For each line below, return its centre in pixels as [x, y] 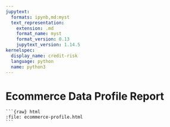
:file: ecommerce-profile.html [44, 117]
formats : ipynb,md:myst [40, 17]
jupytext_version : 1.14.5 [48, 45]
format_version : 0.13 [43, 39]
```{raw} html [23, 112]
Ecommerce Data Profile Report [85, 96]
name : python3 [28, 67]
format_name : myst [39, 34]
